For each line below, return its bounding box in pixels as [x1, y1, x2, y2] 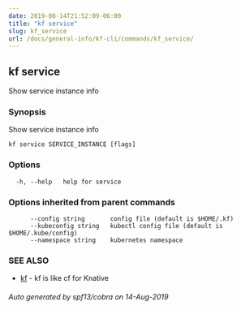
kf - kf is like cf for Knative [19, 273, 110, 283]
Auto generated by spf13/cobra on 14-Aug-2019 [8, 291, 169, 301]
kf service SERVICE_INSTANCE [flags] [8, 140, 136, 149]
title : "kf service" [8, 19, 79, 28]
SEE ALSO [8, 255, 49, 266]
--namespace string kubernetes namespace [29, 236, 183, 244]
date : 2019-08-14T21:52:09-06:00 [8, 11, 122, 20]
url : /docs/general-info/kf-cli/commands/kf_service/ [8, 34, 195, 43]
